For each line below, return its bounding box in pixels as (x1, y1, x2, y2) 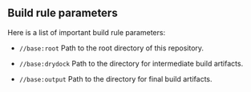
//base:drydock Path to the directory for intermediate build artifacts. (18, 58, 244, 68)
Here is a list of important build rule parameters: (7, 27, 166, 37)
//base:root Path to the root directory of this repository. (18, 43, 204, 53)
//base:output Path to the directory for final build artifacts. (18, 74, 213, 83)
